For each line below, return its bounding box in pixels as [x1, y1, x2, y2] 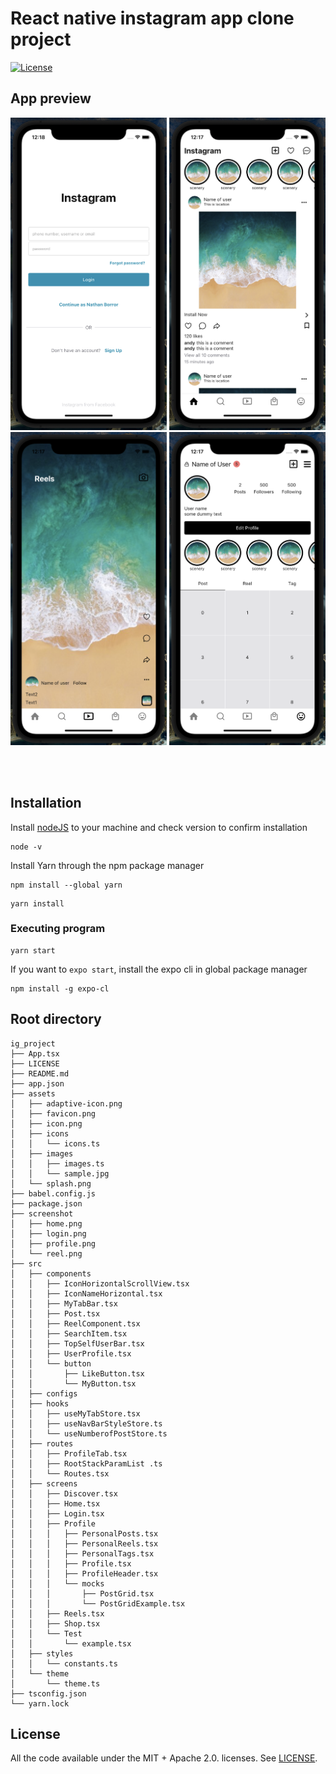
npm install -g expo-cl [10, 983, 110, 994]
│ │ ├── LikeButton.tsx [10, 1368, 145, 1379]
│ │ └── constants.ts [10, 1658, 118, 1669]
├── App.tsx [10, 1048, 60, 1059]
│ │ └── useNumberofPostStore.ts [10, 1428, 168, 1439]
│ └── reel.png [10, 1248, 83, 1259]
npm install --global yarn [10, 880, 123, 890]
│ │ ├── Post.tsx [10, 1308, 101, 1319]
